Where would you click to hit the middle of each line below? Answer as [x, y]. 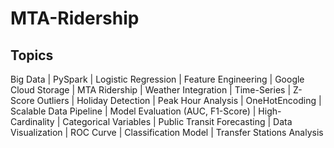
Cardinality [32, 121]
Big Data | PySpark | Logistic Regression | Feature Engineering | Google [157, 79]
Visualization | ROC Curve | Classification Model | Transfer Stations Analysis [167, 132]
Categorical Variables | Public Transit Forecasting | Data [177, 121]
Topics [32, 55]
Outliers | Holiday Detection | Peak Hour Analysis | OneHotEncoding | [179, 100]
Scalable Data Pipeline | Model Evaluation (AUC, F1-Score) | [133, 111]
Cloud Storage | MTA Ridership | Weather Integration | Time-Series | [151, 90]
